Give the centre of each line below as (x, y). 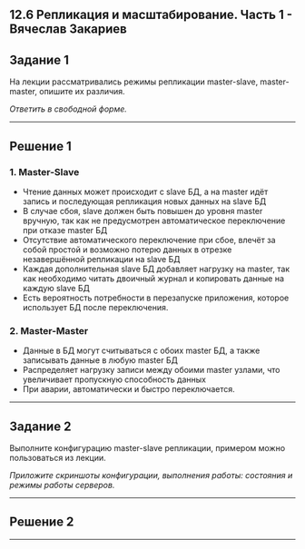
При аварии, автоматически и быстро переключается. (128, 389)
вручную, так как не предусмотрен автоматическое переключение (154, 221)
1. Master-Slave (44, 172)
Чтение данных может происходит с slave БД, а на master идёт (145, 191)
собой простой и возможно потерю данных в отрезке (127, 250)
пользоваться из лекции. (58, 458)
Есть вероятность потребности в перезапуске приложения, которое (156, 298)
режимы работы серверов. (62, 485)
